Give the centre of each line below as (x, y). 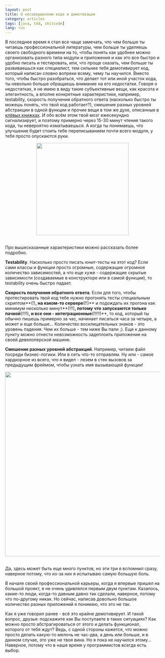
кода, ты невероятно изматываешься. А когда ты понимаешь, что (74, 125)
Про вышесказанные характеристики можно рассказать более (72, 248)
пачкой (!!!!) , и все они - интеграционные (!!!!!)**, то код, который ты (77, 313)
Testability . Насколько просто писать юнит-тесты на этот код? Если (77, 262)
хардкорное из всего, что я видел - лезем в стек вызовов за (69, 360)
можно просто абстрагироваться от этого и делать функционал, (73, 624)
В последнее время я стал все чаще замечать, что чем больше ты (75, 42)
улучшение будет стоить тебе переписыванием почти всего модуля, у (79, 131)
